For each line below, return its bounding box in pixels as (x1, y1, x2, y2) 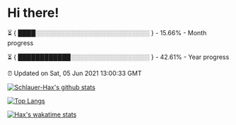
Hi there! (7, 5, 59, 21)
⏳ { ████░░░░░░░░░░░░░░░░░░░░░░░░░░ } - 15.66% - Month (7, 28, 207, 37)
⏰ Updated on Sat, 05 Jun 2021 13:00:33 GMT (7, 69, 142, 77)
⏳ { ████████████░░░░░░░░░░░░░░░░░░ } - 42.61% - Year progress (7, 53, 230, 61)
